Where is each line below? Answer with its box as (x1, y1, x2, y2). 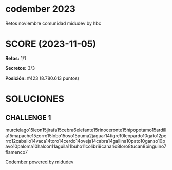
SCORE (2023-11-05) (5, 38, 97, 50)
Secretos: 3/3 (5, 65, 35, 71)
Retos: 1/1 (5, 55, 26, 61)
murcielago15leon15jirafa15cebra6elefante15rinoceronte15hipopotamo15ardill (5, 127, 167, 133)
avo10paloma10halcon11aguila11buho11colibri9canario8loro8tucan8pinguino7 (5, 143, 167, 149)
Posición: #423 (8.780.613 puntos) (5, 75, 80, 81)
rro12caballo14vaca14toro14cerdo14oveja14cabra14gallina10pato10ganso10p (5, 138, 166, 144)
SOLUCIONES (5, 93, 65, 105)
